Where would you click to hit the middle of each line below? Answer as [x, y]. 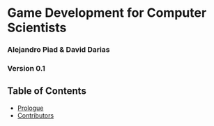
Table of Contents [47, 91]
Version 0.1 [26, 69]
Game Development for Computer [107, 13]
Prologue [30, 108]
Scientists [37, 28]
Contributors [36, 115]
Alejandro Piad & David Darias [59, 50]
